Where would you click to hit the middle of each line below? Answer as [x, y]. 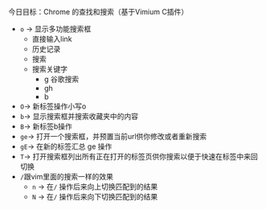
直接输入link [52, 39]
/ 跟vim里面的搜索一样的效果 [67, 176]
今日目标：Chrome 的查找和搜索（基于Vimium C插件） [98, 12]
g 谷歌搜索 [61, 79]
